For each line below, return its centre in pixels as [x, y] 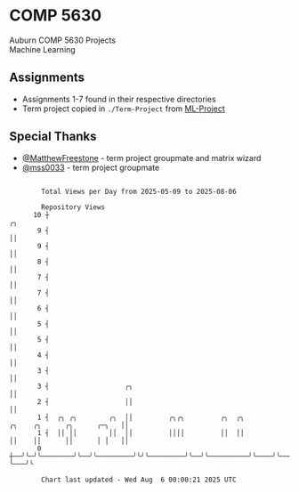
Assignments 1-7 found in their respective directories [119, 99]
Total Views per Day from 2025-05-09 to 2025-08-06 [139, 191]
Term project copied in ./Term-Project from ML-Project [123, 109]
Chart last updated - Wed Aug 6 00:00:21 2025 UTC [139, 480]
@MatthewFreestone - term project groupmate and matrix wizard [141, 158]
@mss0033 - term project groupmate [91, 167]
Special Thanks [53, 137]
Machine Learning [42, 49]
